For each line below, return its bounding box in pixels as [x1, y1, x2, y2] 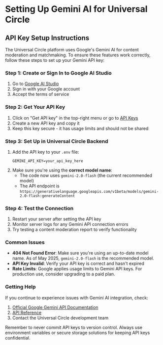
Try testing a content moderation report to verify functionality [12, 226, 137, 233]
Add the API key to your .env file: [12, 149, 79, 155]
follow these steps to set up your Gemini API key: [5, 57, 105, 63]
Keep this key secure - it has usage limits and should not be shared [12, 125, 149, 131]
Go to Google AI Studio [12, 81, 59, 87]
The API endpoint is [19, 183, 60, 189]
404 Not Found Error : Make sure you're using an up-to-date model [12, 250, 149, 256]
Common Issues [5, 239, 45, 246]
